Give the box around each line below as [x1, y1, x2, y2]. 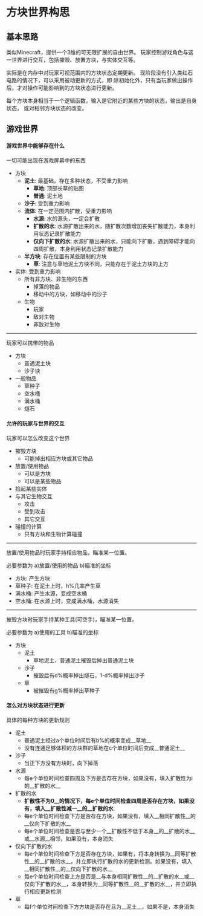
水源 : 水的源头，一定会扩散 [33, 215, 100, 222]
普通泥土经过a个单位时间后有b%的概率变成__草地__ [24, 737, 152, 744]
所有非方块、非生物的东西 [24, 275, 88, 282]
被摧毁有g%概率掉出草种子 [33, 687, 100, 694]
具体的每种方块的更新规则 [6, 716, 70, 723]
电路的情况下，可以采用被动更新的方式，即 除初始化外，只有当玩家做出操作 [6, 77, 193, 83]
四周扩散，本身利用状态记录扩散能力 [33, 245, 124, 252]
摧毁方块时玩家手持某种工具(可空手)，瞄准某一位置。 [6, 616, 138, 623]
